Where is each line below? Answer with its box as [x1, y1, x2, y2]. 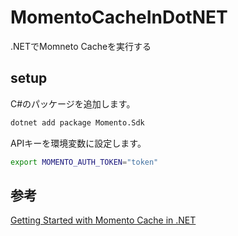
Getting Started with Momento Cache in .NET [10, 214, 197, 226]
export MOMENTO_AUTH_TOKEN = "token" [10, 157, 159, 167]
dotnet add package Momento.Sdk [10, 117, 145, 128]
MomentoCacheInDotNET [10, 6, 228, 29]
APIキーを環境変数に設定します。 [10, 137, 147, 149]
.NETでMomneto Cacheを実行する [10, 40, 152, 52]
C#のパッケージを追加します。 [10, 97, 136, 110]
